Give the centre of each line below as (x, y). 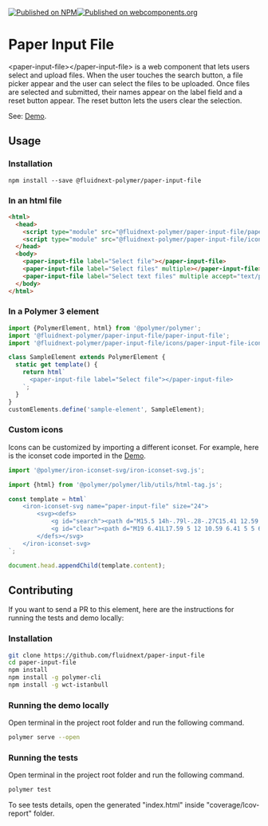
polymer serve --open (44, 737)
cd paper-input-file (43, 662)
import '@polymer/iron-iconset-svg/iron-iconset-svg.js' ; (106, 470)
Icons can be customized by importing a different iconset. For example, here (134, 447)
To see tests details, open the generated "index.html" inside (106, 805)
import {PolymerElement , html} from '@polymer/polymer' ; (105, 328)
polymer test (30, 790)
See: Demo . (28, 116)
